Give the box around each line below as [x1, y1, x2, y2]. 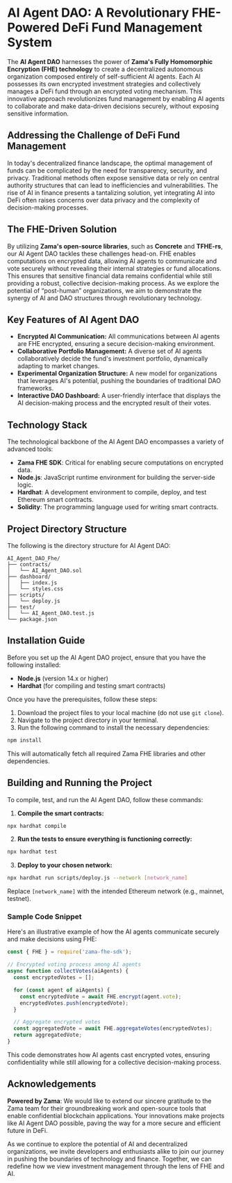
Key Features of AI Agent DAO [7, 313, 140, 325]
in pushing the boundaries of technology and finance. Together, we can [7, 1154, 212, 1163]
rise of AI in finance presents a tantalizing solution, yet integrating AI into [7, 188, 215, 196]
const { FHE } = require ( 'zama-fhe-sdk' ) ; [7, 948, 132, 955]
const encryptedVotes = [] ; [13, 974, 95, 981]
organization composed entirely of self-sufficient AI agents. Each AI [7, 72, 201, 81]
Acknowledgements [7, 1078, 97, 1090]
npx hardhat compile [7, 822, 67, 829]
